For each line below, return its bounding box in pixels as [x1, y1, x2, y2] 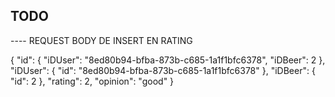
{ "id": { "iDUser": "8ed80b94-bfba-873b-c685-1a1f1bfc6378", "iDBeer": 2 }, [10, 54, 326, 66]
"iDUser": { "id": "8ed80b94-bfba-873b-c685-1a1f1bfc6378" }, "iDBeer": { [10, 64, 316, 76]
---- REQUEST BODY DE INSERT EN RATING [10, 34, 193, 46]
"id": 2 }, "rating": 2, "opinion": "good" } [10, 75, 175, 87]
